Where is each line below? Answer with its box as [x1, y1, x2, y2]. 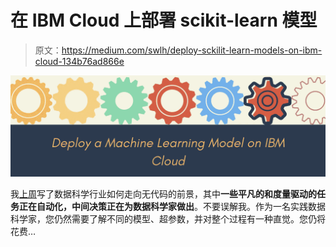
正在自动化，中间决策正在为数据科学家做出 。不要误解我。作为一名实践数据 [18, 201, 326, 213]
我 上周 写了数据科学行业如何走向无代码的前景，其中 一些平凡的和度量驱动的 [10, 188, 317, 200]
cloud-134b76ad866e [34, 55, 125, 67]
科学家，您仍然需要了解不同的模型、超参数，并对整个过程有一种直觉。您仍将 [10, 213, 326, 225]
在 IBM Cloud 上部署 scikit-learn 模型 [10, 9, 318, 32]
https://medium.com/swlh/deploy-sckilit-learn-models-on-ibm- [61, 44, 323, 56]
